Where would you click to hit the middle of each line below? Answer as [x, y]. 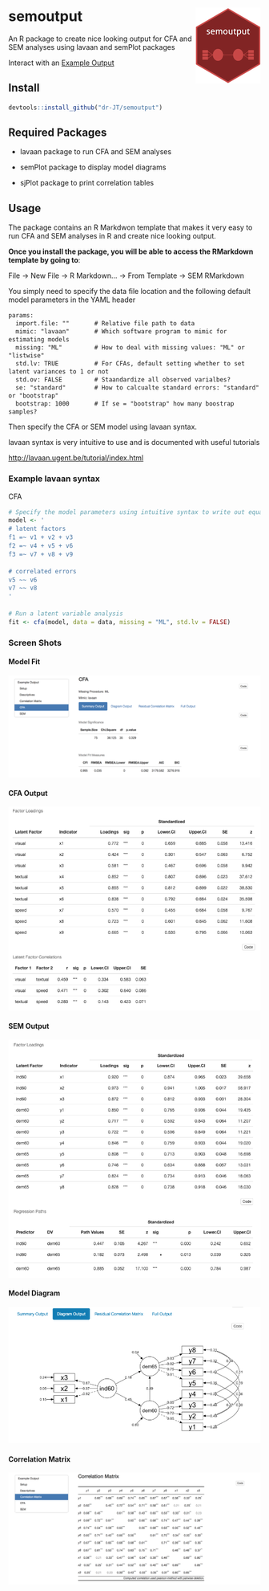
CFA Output [28, 793]
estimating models [39, 340]
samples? [23, 412]
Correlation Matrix [39, 1459]
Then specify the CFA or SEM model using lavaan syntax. [103, 427]
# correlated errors [43, 571]
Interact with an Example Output [61, 63]
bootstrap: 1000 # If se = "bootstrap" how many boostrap [125, 404]
